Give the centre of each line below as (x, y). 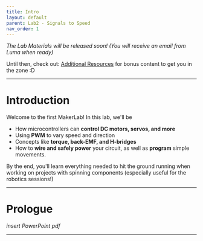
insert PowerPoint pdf (33, 226)
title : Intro (23, 12)
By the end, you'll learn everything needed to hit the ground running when (98, 166)
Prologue (30, 209)
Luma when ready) (30, 53)
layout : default (27, 18)
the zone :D (21, 71)
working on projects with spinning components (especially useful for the (96, 173)
